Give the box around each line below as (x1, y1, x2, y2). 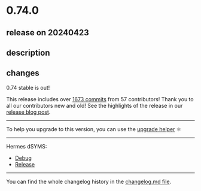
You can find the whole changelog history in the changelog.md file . (6, 178, 172, 185)
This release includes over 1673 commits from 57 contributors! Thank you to (6, 95, 194, 102)
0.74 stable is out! (6, 84, 50, 91)
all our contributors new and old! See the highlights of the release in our (6, 102, 183, 109)
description (6, 47, 50, 57)
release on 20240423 (6, 28, 89, 38)
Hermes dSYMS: (6, 143, 47, 150)
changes (6, 68, 40, 78)
